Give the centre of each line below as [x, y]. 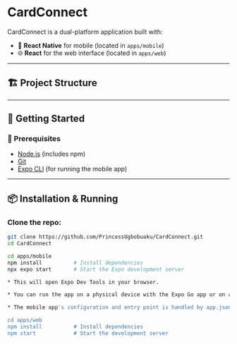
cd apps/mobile [30, 256]
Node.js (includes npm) [51, 154]
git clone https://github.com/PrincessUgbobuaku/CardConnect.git [105, 237]
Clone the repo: [35, 222]
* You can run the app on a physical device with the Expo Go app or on [116, 295]
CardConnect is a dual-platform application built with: [85, 32]
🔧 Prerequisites [34, 139]
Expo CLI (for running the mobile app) [72, 169]
